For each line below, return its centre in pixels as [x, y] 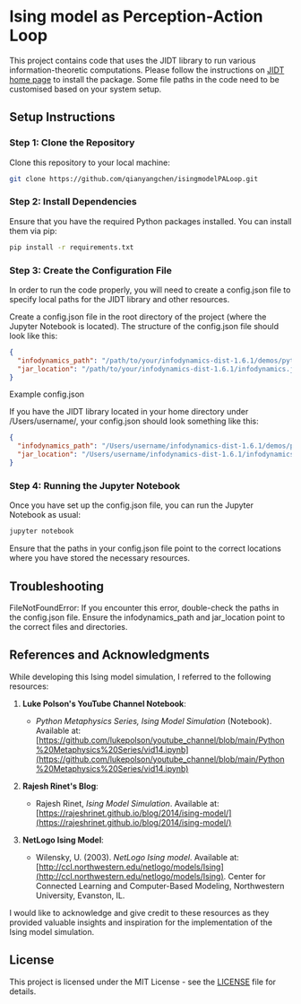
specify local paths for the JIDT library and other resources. [120, 299]
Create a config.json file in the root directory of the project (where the [138, 317]
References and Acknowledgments [110, 655]
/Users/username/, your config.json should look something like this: [134, 421]
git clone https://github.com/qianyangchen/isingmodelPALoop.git [133, 179]
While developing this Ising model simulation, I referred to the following [140, 677]
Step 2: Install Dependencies [73, 202]
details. [23, 991]
